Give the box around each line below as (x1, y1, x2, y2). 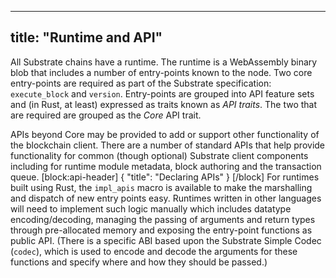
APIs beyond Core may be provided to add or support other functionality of (10, 128, 320, 140)
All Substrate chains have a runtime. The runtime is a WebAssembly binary (10, 56, 318, 68)
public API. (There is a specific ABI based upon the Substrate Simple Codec (10, 234, 322, 246)
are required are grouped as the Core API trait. (10, 109, 202, 121)
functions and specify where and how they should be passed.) (10, 256, 268, 268)
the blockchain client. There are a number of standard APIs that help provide (10, 139, 326, 151)
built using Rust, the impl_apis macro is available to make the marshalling (10, 181, 313, 193)
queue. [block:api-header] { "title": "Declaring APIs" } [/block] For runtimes (10, 171, 320, 183)
